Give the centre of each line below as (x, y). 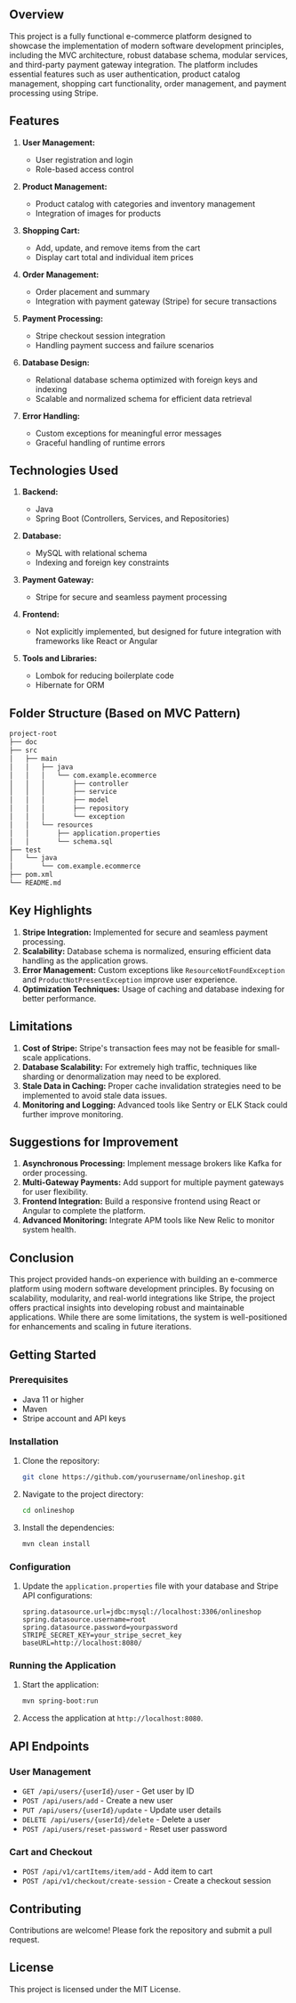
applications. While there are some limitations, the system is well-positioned (148, 1317)
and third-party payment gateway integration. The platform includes (134, 64)
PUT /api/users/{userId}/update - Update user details (122, 1810)
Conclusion (42, 1258)
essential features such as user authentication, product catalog (125, 74)
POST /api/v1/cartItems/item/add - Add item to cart (117, 1871)
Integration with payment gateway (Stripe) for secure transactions (156, 301)
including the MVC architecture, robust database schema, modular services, (149, 55)
